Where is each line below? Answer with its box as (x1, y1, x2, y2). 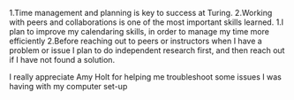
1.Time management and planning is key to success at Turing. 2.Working (9, 8, 273, 18)
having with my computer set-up (9, 81, 128, 91)
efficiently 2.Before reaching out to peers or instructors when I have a (9, 35, 262, 46)
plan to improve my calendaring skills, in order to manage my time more (9, 27, 269, 36)
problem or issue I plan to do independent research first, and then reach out (9, 45, 285, 56)
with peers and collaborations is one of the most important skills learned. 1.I (9, 17, 284, 27)
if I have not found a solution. (9, 55, 116, 65)
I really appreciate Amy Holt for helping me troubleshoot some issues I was (9, 72, 283, 82)
